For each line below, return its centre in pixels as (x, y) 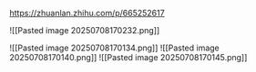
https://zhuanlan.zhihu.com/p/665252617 (87, 13)
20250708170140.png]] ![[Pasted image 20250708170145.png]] (128, 57)
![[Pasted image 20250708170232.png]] (85, 30)
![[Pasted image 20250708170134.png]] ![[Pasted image (115, 48)
